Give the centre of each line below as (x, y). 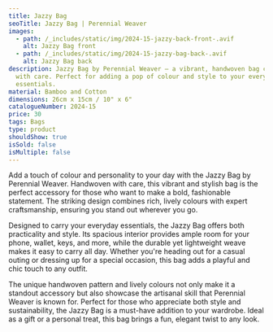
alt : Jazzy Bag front (59, 46)
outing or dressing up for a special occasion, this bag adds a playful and (129, 260)
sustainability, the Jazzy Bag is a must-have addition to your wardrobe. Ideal (136, 311)
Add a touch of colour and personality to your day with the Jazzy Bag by (130, 175)
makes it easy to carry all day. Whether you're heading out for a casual (127, 251)
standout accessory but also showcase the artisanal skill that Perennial (127, 293)
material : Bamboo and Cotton (58, 92)
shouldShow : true (38, 137)
